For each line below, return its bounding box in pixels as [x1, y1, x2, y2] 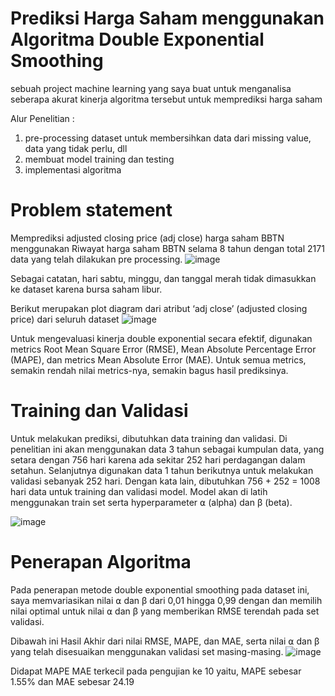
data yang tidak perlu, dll [24, 142, 128, 154]
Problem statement [10, 199, 173, 222]
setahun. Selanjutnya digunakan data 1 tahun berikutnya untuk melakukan [10, 464, 314, 476]
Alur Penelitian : [10, 112, 75, 124]
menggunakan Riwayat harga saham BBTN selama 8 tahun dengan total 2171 [10, 242, 325, 254]
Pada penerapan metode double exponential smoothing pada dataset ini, [10, 583, 310, 596]
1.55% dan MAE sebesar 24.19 [10, 675, 135, 687]
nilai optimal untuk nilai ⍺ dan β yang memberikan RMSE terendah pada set [10, 605, 320, 617]
